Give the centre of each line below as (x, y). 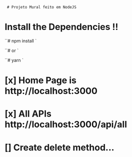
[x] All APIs (28, 114)
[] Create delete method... (59, 147)
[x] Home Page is (41, 80)
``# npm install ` (21, 40)
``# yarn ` (14, 60)
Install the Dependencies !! (61, 27)
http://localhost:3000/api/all (66, 124)
